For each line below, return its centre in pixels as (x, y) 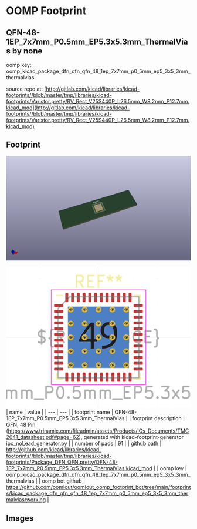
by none (27, 51)
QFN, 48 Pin (21, 425)
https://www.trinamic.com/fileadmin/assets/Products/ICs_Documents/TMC (98, 431)
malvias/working (26, 500)
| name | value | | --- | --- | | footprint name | (60, 412)
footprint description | (159, 418)
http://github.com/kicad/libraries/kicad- (54, 450)
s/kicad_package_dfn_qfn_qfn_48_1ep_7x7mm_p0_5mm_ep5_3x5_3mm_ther (97, 493)
